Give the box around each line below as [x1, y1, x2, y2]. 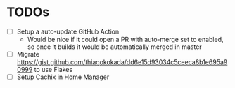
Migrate [16, 50, 40, 58]
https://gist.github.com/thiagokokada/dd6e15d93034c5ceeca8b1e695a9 [16, 58, 228, 66]
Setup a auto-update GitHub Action [16, 27, 120, 36]
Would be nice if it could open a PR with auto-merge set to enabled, [27, 36, 224, 43]
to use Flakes [34, 66, 73, 74]
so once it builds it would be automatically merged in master [27, 43, 202, 51]
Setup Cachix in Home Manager [16, 73, 110, 81]
